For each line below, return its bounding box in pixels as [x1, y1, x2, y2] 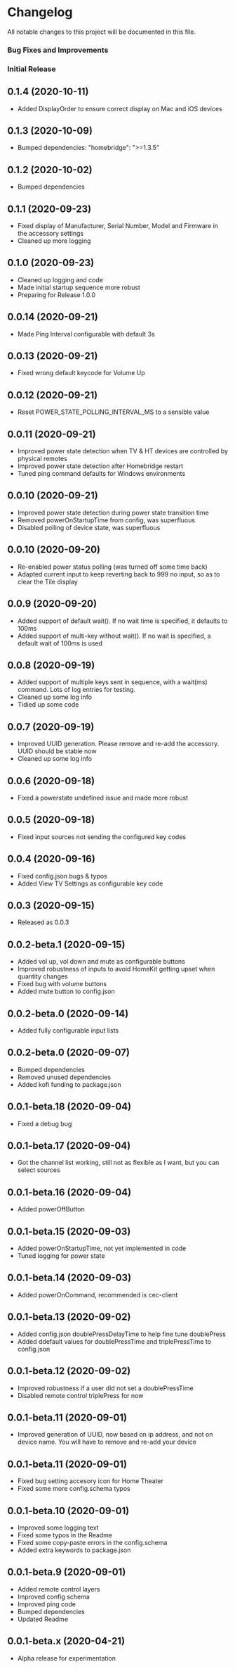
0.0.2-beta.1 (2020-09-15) [7, 938, 126, 950]
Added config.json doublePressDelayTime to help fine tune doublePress [17, 1330, 226, 1338]
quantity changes [17, 972, 68, 981]
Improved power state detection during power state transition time [17, 508, 209, 517]
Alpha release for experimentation [17, 1654, 116, 1662]
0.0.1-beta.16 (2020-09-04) [7, 1186, 132, 1198]
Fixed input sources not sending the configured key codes [17, 832, 187, 841]
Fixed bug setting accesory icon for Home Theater [17, 1477, 163, 1485]
